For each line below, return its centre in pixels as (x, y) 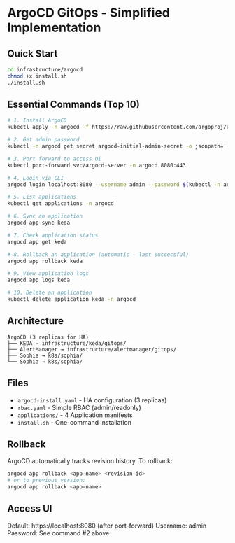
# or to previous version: (47, 481)
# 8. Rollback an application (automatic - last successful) (98, 254)
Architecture (36, 321)
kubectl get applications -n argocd (60, 204)
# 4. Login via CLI (36, 178)
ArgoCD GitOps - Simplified (88, 13)
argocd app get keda (37, 242)
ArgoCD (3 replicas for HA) (48, 337)
